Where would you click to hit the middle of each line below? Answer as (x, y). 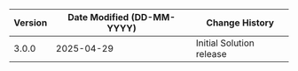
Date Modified (98, 17)
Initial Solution (225, 43)
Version (31, 23)
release (211, 54)
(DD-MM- (153, 17)
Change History (240, 23)
